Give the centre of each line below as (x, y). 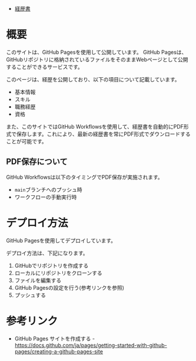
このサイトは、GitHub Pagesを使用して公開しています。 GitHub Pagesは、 (97, 52)
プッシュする (30, 295)
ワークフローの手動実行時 (46, 197)
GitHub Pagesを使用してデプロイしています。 (61, 240)
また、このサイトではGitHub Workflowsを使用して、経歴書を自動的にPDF (95, 126)
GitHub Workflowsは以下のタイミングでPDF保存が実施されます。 (84, 177)
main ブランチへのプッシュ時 (48, 189)
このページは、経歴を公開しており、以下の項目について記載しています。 (93, 79)
